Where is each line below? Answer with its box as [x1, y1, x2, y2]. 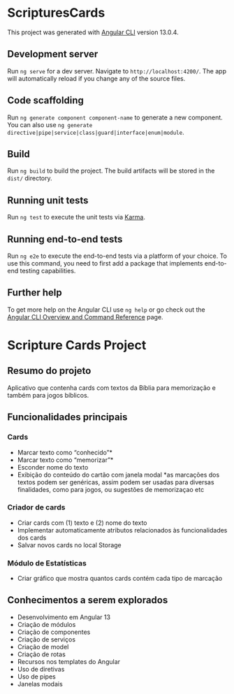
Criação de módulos [17, 620, 76, 628]
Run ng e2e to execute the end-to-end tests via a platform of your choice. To [7, 252, 228, 260]
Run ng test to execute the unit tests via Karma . [7, 213, 145, 222]
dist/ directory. [7, 174, 52, 182]
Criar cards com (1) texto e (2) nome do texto [17, 519, 148, 527]
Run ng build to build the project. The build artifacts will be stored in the [7, 166, 215, 175]
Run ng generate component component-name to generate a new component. [7, 113, 224, 122]
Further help [7, 287, 63, 298]
